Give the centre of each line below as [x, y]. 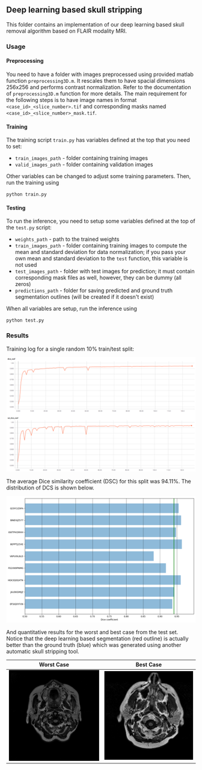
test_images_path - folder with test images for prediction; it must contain [105, 272]
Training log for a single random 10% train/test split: [70, 349]
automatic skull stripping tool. [43, 651]
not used [26, 265]
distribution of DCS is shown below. [50, 488]
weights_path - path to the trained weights [67, 239]
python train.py [26, 195]
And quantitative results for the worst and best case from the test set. [92, 632]
